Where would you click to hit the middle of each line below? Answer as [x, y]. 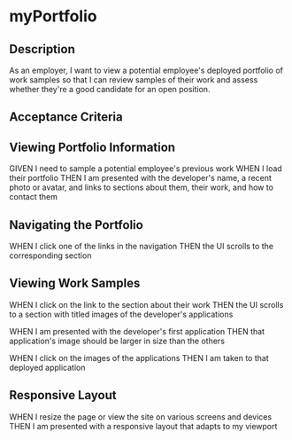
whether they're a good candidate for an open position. [110, 89]
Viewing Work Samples [75, 283]
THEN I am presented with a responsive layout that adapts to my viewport [143, 426]
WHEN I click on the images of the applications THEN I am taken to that [139, 357]
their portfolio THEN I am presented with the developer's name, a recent [141, 178]
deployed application [47, 367]
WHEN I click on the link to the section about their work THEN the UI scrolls [146, 304]
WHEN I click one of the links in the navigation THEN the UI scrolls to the [142, 247]
